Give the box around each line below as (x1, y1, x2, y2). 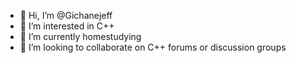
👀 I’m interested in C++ (19, 20, 115, 32)
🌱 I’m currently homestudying (19, 31, 142, 42)
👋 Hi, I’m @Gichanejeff (19, 10, 113, 21)
